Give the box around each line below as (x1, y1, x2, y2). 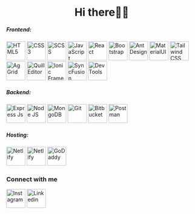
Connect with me (6, 175, 58, 184)
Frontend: (6, 25, 32, 33)
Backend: (6, 88, 31, 96)
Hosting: (6, 131, 29, 138)
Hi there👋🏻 (74, 5, 129, 19)
